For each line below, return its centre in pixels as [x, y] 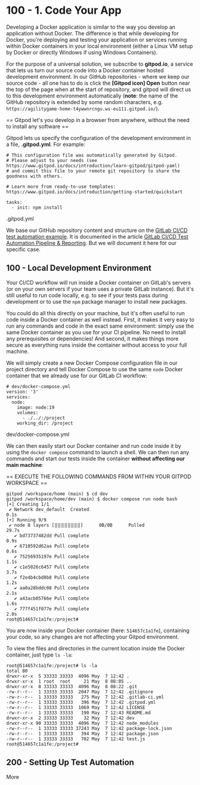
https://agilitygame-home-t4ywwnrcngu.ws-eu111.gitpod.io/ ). [83, 108]
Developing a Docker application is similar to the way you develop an [91, 27]
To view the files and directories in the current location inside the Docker [96, 648]
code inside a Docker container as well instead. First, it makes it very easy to [100, 319]
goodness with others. [34, 176]
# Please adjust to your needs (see [52, 160]
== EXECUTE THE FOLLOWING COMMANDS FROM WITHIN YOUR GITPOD [99, 477]
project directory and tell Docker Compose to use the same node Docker [95, 369]
